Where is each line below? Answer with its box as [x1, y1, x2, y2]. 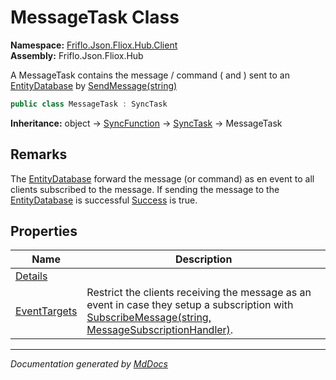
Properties [10, 223, 78, 240]
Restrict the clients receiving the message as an [86, 286, 312, 300]
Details [15, 269, 48, 283]
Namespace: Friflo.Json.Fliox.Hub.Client [10, 39, 178, 51]
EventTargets [15, 304, 78, 318]
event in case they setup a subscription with [86, 298, 294, 312]
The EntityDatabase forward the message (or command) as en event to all [10, 172, 315, 185]
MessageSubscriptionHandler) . [86, 323, 234, 337]
